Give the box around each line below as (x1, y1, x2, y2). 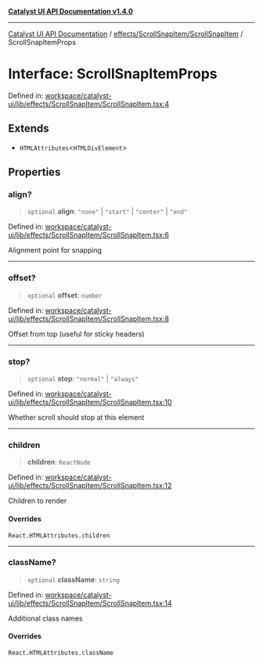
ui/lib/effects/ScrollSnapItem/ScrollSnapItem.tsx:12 (8, 481, 172, 490)
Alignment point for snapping (8, 246, 102, 255)
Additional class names (8, 614, 83, 623)
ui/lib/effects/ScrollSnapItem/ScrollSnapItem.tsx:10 (8, 398, 172, 407)
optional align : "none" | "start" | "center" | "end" (27, 207, 188, 217)
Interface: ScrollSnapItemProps (8, 65, 218, 83)
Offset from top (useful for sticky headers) (8, 329, 145, 338)
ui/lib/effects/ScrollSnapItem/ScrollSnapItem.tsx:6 (8, 231, 170, 240)
